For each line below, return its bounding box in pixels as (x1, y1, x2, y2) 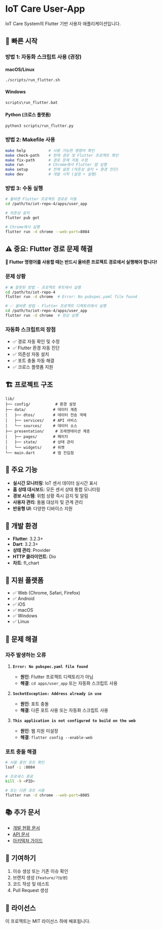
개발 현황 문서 (12, 825, 40, 831)
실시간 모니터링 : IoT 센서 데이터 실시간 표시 (12, 480, 98, 486)
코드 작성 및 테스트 (12, 881, 50, 887)
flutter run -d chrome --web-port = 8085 (5, 793, 90, 798)
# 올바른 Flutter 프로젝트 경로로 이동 (5, 196, 77, 202)
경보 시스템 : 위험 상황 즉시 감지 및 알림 (12, 492, 88, 499)
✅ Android (12, 596, 35, 602)
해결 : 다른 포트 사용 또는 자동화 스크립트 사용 (20, 707, 108, 713)
